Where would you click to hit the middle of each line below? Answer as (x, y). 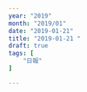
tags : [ (21, 53)
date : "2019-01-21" (41, 31)
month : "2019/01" (37, 23)
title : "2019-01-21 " (45, 38)
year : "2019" (30, 16)
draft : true (28, 46)
